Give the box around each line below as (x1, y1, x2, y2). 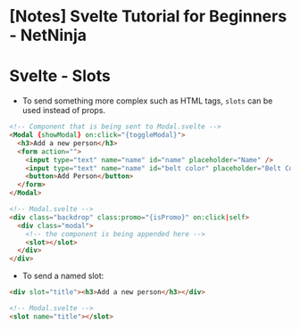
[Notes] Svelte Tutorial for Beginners (9, 6, 287, 27)
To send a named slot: (21, 270, 104, 282)
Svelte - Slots (9, 66, 112, 86)
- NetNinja (9, 25, 87, 45)
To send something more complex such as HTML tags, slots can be (21, 95, 273, 106)
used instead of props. (21, 105, 105, 116)
